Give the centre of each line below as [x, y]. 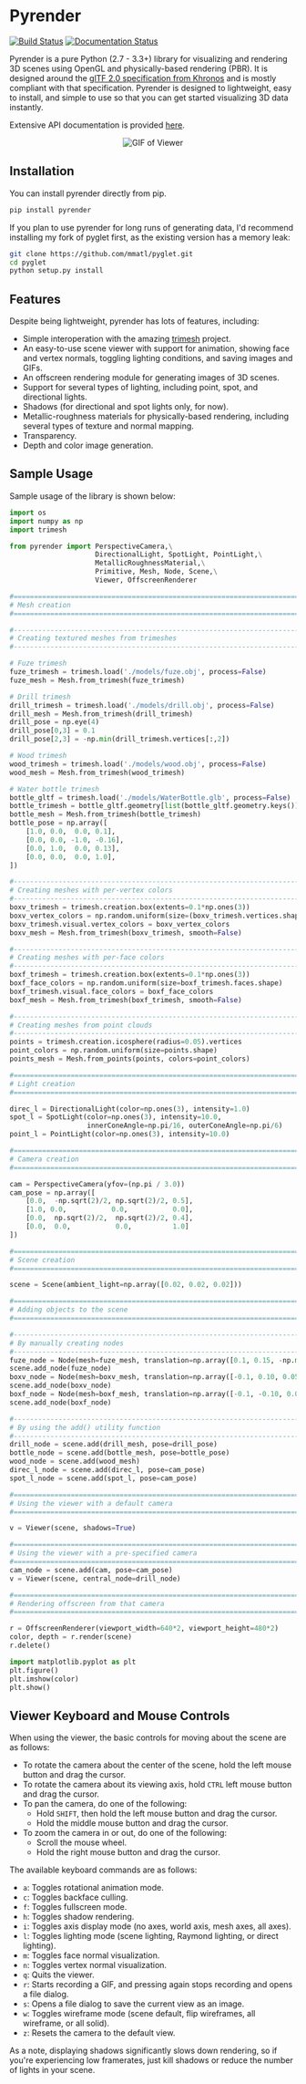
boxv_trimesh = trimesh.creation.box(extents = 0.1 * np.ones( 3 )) [130, 907]
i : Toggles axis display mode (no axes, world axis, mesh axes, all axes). [157, 1926]
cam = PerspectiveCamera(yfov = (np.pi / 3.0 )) [97, 1184]
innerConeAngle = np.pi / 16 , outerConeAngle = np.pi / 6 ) [185, 1126]
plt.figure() [34, 1670]
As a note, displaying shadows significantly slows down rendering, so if [143, 2051]
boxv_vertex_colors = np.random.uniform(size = [99, 916]
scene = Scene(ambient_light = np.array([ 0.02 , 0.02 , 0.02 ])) [126, 1285]
